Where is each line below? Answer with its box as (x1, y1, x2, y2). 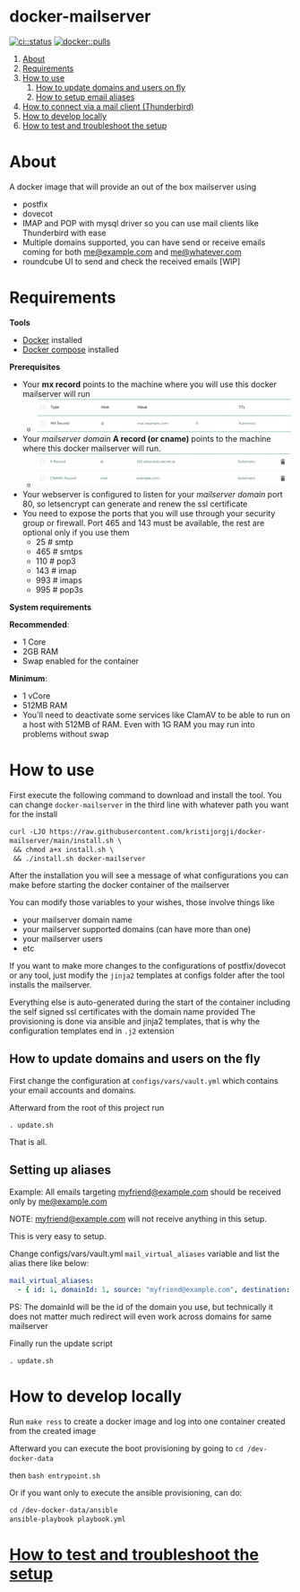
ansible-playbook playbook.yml (9, 1515, 126, 1524)
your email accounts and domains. (9, 1085, 136, 1095)
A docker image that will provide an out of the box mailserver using (9, 181, 257, 192)
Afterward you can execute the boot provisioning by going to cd (9, 1443, 244, 1454)
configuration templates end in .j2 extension (9, 1025, 175, 1036)
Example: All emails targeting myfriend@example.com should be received (9, 1186, 282, 1197)
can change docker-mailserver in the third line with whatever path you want (9, 799, 289, 810)
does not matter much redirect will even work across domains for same (9, 1311, 272, 1322)
